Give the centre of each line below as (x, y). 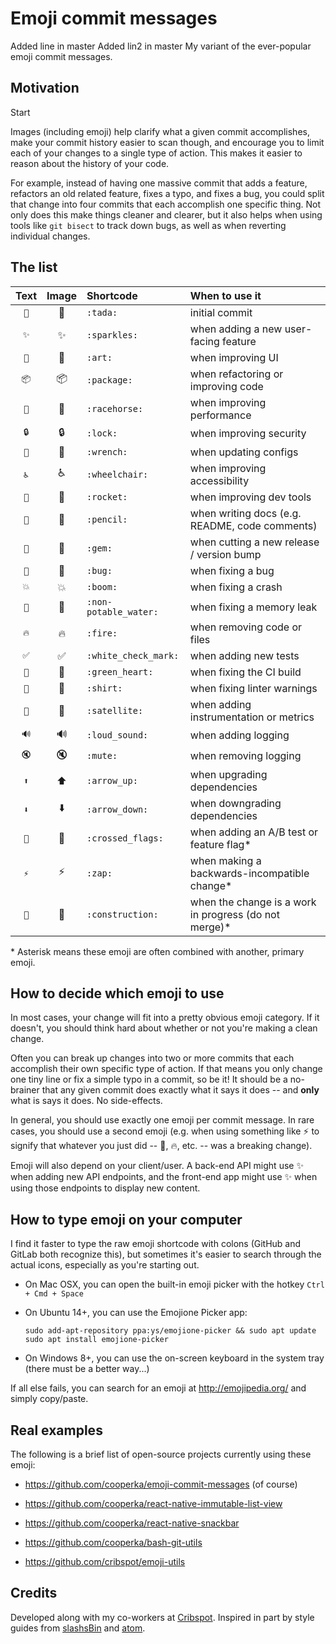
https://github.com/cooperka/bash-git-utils (113, 1542)
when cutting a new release (254, 542)
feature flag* (220, 844)
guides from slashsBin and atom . (78, 1628)
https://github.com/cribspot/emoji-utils (105, 1561)
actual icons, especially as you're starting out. (105, 1265)
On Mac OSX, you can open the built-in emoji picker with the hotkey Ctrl (174, 1284)
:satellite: (115, 710)
